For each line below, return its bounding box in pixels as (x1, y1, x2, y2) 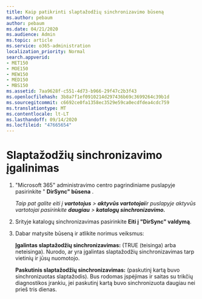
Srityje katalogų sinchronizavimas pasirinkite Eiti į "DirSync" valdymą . (15, 218, 192, 225)
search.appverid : (6, 54, 50, 60)
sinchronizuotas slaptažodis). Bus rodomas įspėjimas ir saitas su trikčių (15, 273, 193, 280)
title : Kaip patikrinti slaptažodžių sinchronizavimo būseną (6, 9, 164, 15)
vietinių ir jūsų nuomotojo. (15, 255, 80, 262)
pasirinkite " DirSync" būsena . (15, 188, 94, 195)
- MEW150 (6, 71, 29, 77)
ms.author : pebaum (6, 15, 53, 21)
